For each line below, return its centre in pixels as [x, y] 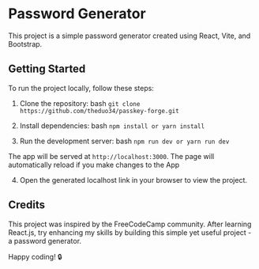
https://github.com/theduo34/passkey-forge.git [99, 111]
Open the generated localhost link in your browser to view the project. [133, 180]
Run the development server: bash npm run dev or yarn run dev [124, 141]
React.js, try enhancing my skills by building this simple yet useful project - [130, 232]
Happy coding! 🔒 [35, 256]
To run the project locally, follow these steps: [81, 88]
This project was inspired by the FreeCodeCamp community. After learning [130, 224]
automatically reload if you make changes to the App [94, 165]
